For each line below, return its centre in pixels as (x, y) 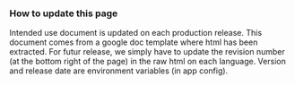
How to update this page (64, 13)
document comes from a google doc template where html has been (134, 42)
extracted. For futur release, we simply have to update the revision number (147, 52)
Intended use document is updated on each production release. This (136, 33)
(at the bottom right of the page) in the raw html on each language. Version (148, 62)
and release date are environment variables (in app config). (119, 71)
